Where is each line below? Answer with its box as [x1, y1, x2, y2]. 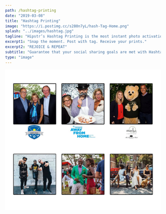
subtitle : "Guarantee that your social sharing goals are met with [5, 49, 147, 54]
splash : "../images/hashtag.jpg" [5, 29, 74, 34]
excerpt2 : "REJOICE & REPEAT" [5, 44, 68, 49]
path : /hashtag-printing [5, 8, 56, 13]
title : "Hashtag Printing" [5, 18, 61, 23]
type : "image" [5, 55, 35, 60]
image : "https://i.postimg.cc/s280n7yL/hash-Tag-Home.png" [5, 24, 129, 29]
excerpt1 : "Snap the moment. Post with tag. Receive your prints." [5, 39, 147, 44]
